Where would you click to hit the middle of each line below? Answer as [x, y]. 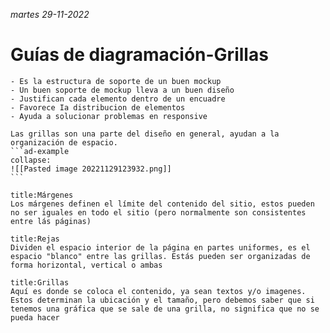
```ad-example [40, 151]
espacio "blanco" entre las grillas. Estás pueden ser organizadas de [160, 256]
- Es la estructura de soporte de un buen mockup [116, 81]
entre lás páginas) [51, 221]
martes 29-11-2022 [50, 14]
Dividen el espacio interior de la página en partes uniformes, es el [160, 247]
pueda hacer [35, 317]
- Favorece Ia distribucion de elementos [98, 107]
